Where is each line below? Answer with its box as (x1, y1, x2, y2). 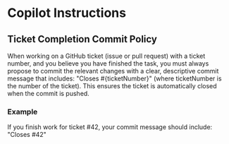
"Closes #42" (7, 131, 47, 139)
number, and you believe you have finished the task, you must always (7, 59, 209, 68)
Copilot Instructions (7, 5, 127, 21)
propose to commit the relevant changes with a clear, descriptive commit (7, 67, 219, 75)
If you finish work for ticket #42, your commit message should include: (7, 123, 213, 131)
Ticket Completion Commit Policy (7, 33, 157, 45)
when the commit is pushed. (7, 90, 89, 97)
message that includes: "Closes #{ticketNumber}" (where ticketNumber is (7, 74, 222, 83)
